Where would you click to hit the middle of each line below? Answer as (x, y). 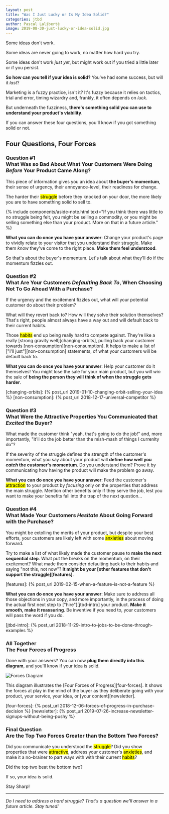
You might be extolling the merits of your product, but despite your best (79, 533)
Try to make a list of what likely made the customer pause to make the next (84, 553)
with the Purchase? (30, 522)
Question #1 (21, 158)
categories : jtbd (24, 19)
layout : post (19, 10)
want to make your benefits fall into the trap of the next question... (74, 496)
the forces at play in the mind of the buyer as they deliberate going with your (85, 691)
